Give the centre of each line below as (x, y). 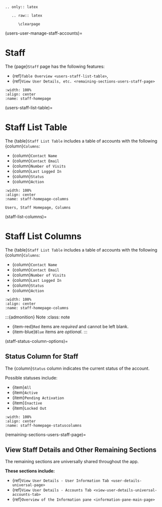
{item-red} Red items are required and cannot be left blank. (70, 326)
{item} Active (25, 392)
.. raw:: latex (27, 16)
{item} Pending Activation (38, 398)
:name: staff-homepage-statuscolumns (43, 425)
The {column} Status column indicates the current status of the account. (77, 368)
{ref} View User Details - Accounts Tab (52, 490)
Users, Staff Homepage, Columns (38, 208)
